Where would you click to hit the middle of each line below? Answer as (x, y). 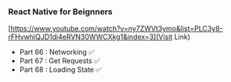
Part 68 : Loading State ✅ (60, 70)
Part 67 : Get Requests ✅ (60, 61)
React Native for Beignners (60, 12)
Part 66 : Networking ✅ (57, 52)
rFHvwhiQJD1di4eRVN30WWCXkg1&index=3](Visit (90, 37)
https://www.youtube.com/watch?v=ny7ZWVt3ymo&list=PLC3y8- (117, 29)
